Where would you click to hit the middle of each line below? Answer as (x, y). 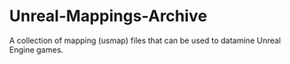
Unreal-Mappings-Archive (108, 16)
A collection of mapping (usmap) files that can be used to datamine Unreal (145, 40)
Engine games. (36, 49)
